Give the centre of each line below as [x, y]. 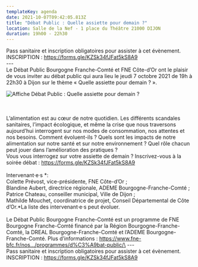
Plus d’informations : [73, 238]
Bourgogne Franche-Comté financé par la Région [67, 226]
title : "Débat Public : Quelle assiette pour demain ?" [77, 23]
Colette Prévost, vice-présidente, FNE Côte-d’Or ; [67, 182]
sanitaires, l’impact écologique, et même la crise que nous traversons [91, 125]
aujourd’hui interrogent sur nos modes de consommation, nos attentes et [95, 131]
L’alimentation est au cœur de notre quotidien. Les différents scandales [93, 118]
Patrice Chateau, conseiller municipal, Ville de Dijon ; [71, 194]
